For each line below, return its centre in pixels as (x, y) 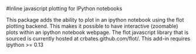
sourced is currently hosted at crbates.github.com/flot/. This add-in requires (98, 38)
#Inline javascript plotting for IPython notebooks (64, 9)
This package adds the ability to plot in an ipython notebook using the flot (95, 20)
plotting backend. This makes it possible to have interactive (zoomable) (92, 26)
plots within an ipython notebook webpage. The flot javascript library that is (97, 32)
